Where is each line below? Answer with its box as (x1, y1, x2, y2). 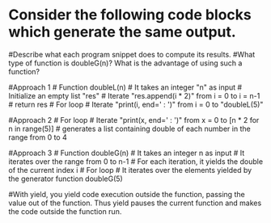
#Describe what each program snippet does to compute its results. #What (8, 49, 256, 59)
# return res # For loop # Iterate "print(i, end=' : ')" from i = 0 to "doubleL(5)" (8, 99, 264, 109)
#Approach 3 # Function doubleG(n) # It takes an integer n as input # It (8, 148, 245, 158)
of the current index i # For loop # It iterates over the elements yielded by (8, 165, 252, 175)
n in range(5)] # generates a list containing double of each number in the (8, 124, 251, 133)
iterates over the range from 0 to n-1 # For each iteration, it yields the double (8, 156, 264, 166)
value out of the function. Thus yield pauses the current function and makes (8, 198, 262, 208)
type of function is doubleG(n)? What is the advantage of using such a (8, 58, 243, 68)
